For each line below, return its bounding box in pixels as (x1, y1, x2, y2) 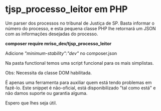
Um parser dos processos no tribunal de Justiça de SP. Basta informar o (5, 20, 154, 26)
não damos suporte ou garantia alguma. (5, 90, 88, 96)
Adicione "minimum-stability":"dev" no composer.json (5, 50, 117, 56)
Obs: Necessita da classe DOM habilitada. (5, 69, 92, 76)
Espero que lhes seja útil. (5, 99, 57, 106)
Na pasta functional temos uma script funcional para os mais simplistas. (5, 60, 154, 66)
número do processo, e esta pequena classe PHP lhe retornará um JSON (5, 25, 156, 31)
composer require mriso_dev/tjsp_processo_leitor (5, 40, 112, 46)
